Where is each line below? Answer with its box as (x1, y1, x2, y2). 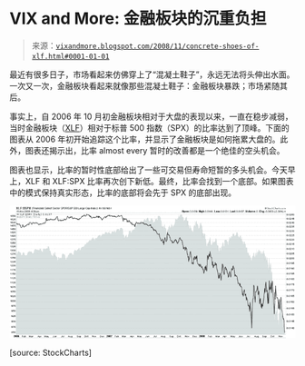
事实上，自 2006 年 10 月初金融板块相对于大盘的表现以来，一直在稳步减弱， (9, 111, 293, 122)
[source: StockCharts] (9, 347, 93, 359)
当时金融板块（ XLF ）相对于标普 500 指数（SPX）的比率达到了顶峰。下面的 (9, 122, 290, 133)
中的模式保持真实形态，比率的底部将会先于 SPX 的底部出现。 (9, 187, 237, 198)
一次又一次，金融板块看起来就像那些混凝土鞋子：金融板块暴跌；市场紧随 (9, 80, 280, 91)
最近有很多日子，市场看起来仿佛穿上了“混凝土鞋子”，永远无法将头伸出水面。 (9, 69, 295, 80)
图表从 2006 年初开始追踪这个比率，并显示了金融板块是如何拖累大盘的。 (9, 134, 280, 144)
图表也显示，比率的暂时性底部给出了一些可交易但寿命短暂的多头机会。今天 (9, 164, 288, 175)
